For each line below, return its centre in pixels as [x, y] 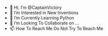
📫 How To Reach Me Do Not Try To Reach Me [56, 28]
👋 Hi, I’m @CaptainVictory [36, 8]
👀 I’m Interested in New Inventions [44, 13]
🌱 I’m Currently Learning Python [42, 18]
